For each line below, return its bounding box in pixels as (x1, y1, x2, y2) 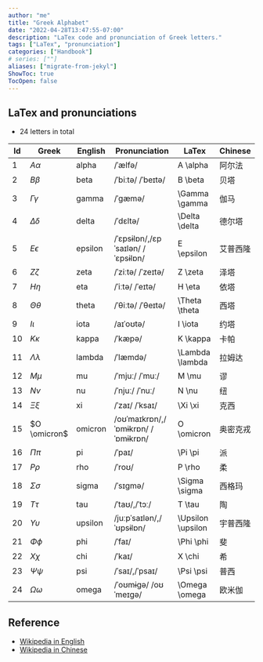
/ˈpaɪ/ (113, 447, 134, 458)
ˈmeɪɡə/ (113, 589, 142, 600)
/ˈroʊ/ (113, 462, 135, 473)
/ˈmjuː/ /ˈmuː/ (113, 370, 160, 381)
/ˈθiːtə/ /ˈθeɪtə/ (113, 300, 166, 311)
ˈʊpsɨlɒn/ (113, 522, 146, 533)
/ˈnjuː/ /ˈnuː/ (113, 385, 155, 396)
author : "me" (8, 11, 51, 20)
